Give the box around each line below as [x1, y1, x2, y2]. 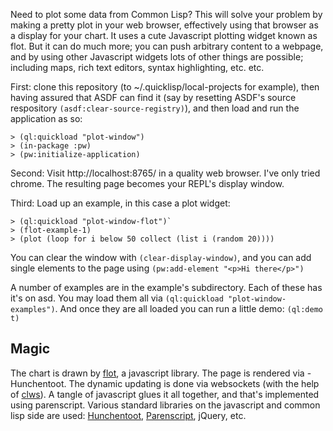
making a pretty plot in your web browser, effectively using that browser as [10, 19, 319, 31]
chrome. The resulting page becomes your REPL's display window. [10, 178, 285, 189]
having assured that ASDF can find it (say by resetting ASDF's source [10, 92, 297, 103]
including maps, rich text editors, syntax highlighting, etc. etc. [10, 62, 265, 73]
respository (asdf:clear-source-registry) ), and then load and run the [10, 102, 300, 114]
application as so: [10, 113, 83, 124]
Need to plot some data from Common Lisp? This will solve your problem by [10, 9, 323, 20]
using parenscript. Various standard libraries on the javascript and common [10, 399, 321, 411]
